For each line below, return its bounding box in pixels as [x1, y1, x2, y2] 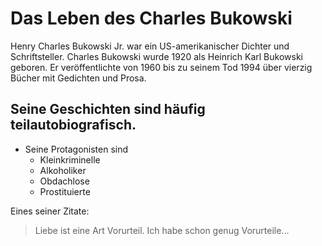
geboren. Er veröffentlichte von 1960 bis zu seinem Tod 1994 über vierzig [10, 61, 313, 73]
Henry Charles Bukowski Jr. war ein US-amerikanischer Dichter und [10, 40, 290, 52]
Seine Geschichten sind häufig [10, 101, 206, 118]
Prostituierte [39, 185, 91, 197]
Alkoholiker [39, 164, 87, 176]
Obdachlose [39, 175, 90, 187]
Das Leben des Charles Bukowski [10, 7, 293, 30]
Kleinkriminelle [39, 153, 101, 166]
